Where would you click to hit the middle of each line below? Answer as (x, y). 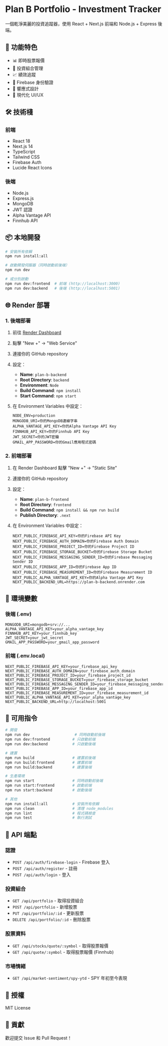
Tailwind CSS (26, 157)
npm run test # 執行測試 (48, 818)
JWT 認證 (22, 210)
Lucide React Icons (32, 168)
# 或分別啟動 (17, 279)
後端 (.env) (18, 614)
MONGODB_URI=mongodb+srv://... (38, 625)
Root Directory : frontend (45, 504)
